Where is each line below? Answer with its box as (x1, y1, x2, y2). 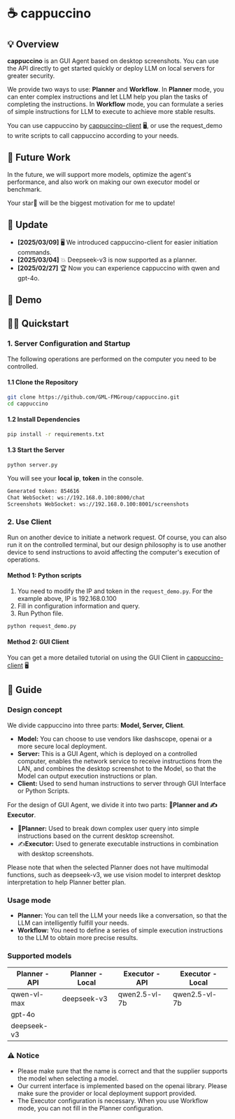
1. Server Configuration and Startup (7, 338, 131, 348)
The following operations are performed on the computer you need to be (7, 355, 217, 363)
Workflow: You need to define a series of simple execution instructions (17, 926, 223, 934)
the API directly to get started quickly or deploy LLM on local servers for (7, 64, 215, 72)
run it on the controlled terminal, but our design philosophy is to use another (7, 540, 227, 549)
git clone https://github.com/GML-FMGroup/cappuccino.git (7, 393, 180, 401)
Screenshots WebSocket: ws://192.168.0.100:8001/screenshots (7, 501, 190, 508)
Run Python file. (17, 609, 64, 618)
